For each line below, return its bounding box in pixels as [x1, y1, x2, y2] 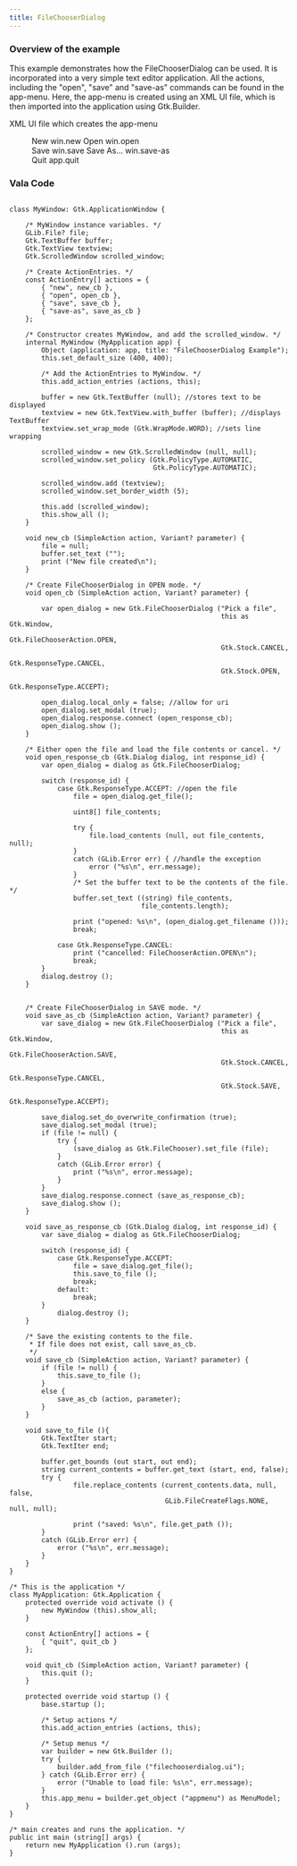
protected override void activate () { [25, 1599, 174, 1607]
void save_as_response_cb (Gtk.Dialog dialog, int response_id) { [25, 1223, 277, 1232]
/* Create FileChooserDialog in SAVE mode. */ [25, 1004, 202, 1013]
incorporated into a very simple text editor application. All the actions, [9, 72, 265, 83]
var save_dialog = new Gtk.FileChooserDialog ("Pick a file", [41, 1019, 277, 1029]
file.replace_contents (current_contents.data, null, [72, 1481, 277, 1490]
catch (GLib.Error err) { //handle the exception [72, 855, 261, 864]
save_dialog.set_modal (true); [41, 1121, 158, 1130]
